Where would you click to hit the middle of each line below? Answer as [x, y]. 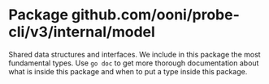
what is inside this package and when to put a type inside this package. [128, 71]
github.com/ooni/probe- [156, 15]
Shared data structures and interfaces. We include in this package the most [135, 54]
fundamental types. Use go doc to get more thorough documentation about [134, 63]
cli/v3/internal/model [82, 32]
